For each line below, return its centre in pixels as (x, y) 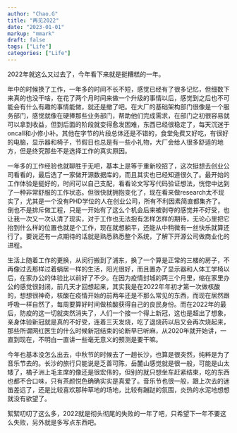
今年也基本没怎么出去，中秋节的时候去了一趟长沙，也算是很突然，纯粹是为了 (119, 354)
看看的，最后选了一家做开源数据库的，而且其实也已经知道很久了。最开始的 (121, 174)
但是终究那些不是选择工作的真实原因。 (75, 151)
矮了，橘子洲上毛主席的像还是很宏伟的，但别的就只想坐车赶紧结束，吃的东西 (119, 372)
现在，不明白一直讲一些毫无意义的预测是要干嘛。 (91, 339)
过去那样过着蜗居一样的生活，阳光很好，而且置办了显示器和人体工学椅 (121, 269)
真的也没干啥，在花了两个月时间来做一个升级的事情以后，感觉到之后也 (115, 98)
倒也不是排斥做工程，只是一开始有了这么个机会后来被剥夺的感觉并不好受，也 (119, 209)
